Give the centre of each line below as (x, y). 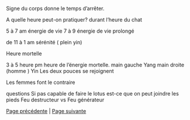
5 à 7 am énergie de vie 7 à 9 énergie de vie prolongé (70, 31)
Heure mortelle (24, 54)
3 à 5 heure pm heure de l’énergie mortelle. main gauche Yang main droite (95, 65)
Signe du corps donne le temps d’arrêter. (55, 8)
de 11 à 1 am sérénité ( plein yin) (44, 42)
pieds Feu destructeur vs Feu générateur (55, 100)
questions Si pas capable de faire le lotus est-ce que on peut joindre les (93, 93)
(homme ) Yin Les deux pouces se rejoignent (60, 71)
